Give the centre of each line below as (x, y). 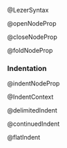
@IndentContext (30, 97)
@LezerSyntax (28, 10)
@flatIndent (24, 138)
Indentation (27, 68)
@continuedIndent (33, 124)
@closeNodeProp (32, 37)
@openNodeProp (32, 23)
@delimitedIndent (32, 110)
